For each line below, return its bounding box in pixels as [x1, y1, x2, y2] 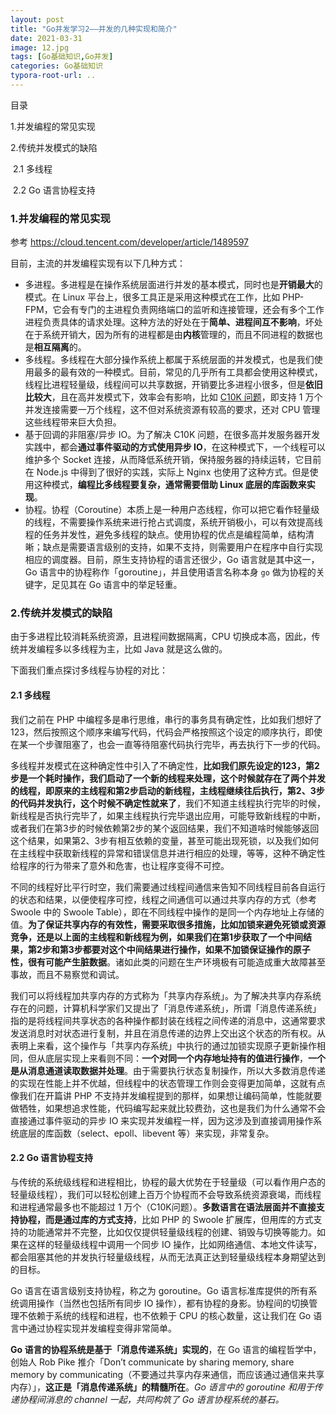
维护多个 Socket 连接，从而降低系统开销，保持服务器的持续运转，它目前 [24, 454, 322, 466]
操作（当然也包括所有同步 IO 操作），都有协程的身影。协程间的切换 [36, 1297, 310, 1309]
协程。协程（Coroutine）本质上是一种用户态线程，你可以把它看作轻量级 [24, 504, 320, 516]
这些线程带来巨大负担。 [24, 416, 122, 428]
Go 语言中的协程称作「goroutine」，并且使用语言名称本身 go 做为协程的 [24, 566, 317, 578]
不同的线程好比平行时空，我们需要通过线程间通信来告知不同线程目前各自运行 [10, 881, 326, 893]
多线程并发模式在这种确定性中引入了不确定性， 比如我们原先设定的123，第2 [10, 759, 320, 771]
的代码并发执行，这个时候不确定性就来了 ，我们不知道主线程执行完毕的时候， [10, 797, 326, 809]
